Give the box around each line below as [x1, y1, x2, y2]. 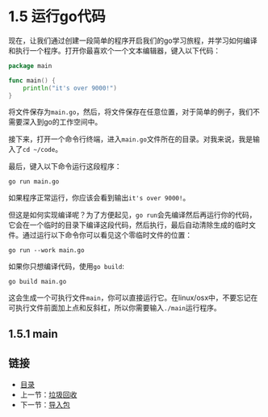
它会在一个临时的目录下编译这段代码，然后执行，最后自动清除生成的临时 [8, 220, 249, 230]
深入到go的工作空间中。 [22, 117, 103, 127]
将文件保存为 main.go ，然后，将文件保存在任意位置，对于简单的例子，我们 [8, 107, 253, 117]
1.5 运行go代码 [8, 7, 107, 26]
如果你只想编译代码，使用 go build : [8, 262, 125, 272]
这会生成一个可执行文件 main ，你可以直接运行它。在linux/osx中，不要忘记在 [8, 293, 258, 303]
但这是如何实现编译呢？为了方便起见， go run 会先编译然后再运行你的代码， [8, 210, 257, 220]
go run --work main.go [8, 246, 85, 255]
